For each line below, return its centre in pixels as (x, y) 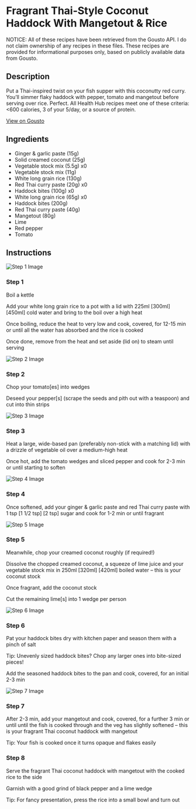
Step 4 (16, 494)
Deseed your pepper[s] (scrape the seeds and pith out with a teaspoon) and (98, 398)
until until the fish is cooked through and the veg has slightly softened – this (97, 725)
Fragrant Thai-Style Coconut (78, 11)
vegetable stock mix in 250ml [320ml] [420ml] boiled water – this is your (94, 570)
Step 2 (16, 374)
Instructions (29, 252)
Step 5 (16, 539)
